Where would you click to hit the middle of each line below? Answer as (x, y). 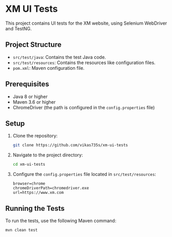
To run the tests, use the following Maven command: (61, 221)
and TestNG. (18, 28)
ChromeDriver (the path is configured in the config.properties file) (84, 107)
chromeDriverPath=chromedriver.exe (51, 188)
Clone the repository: (35, 136)
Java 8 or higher (30, 96)
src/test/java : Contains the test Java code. (59, 57)
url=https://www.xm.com (38, 193)
